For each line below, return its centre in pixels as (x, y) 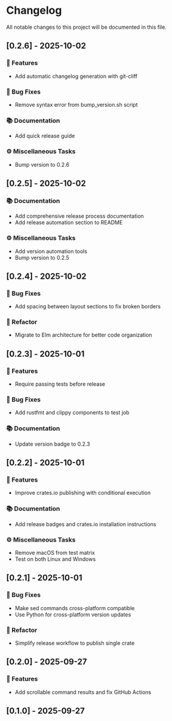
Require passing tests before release (60, 384)
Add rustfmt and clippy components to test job (72, 413)
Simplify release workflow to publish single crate (75, 643)
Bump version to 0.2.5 (42, 257)
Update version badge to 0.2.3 (53, 444)
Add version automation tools (51, 251)
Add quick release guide (45, 136)
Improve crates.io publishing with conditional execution (83, 493)
